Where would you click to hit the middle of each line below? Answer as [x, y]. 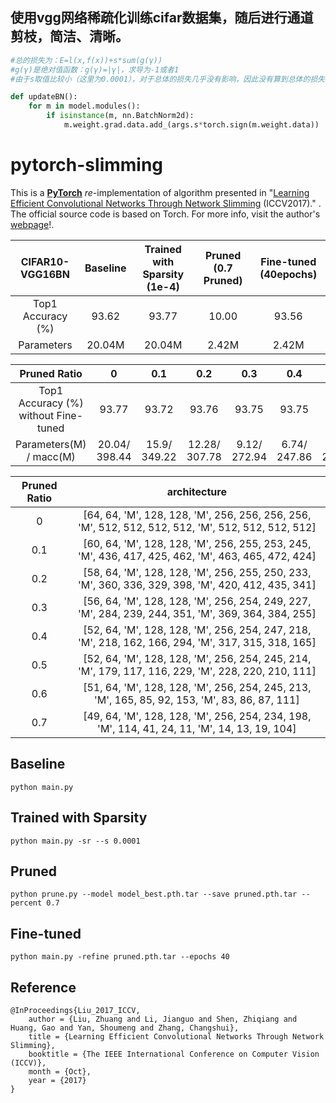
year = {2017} [57, 1080]
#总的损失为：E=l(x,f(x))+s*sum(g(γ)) [86, 60]
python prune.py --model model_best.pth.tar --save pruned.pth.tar [154, 894]
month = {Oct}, [60, 1071]
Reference [43, 987]
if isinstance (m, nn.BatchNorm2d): [120, 116]
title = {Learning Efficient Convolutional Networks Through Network [176, 1036]
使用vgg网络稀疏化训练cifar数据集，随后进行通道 [162, 18]
